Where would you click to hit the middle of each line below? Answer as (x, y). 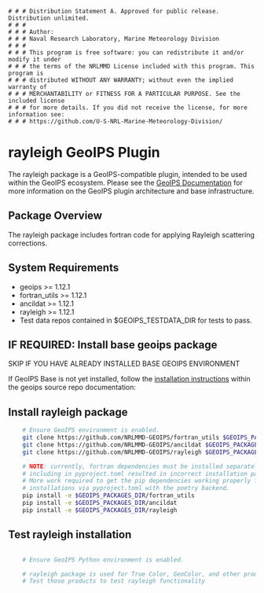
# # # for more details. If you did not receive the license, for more (128, 108)
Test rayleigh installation (70, 535)
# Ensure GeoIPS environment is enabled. (91, 430)
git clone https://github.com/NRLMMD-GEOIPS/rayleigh (112, 452)
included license (37, 101)
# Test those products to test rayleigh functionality (114, 581)
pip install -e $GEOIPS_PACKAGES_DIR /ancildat (100, 503)
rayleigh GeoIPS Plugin (84, 153)
